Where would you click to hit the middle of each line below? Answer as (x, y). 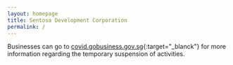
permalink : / (26, 27)
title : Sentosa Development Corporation (68, 20)
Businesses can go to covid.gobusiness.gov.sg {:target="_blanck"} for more (117, 47)
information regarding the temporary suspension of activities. (96, 54)
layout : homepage (33, 14)
